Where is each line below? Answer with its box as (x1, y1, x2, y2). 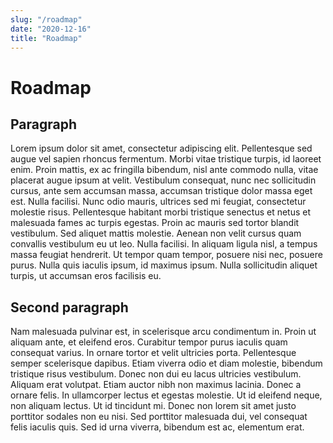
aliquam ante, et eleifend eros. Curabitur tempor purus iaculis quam (10, 336, 288, 348)
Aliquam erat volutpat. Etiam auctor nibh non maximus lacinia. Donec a (10, 379, 302, 391)
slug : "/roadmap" (10, 14, 83, 25)
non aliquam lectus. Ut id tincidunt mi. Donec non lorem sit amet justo (10, 400, 297, 412)
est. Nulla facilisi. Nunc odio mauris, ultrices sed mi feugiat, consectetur (10, 196, 307, 208)
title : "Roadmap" (10, 33, 83, 43)
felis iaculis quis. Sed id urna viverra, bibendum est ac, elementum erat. (10, 421, 305, 433)
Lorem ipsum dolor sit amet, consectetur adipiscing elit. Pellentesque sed (10, 142, 313, 155)
